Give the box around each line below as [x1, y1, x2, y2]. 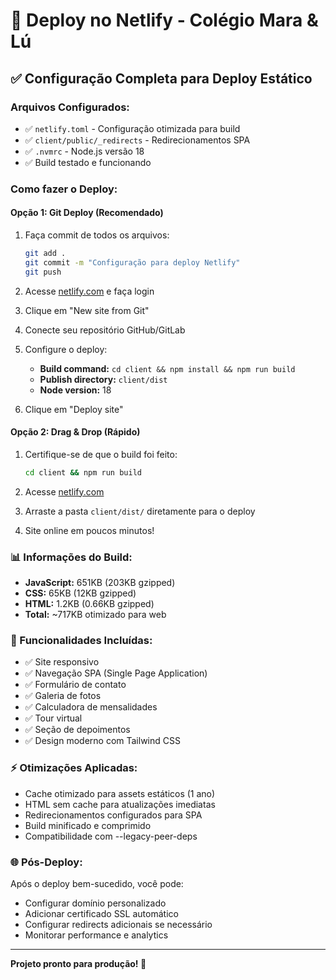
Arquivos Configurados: [10, 100, 130, 114]
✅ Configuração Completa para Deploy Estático [10, 70, 313, 87]
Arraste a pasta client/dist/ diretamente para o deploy [24, 505, 256, 517]
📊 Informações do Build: [10, 550, 133, 564]
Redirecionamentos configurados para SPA [24, 809, 203, 821]
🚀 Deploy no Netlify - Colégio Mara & [10, 9, 319, 32]
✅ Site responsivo [24, 656, 100, 668]
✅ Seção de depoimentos [24, 724, 131, 736]
